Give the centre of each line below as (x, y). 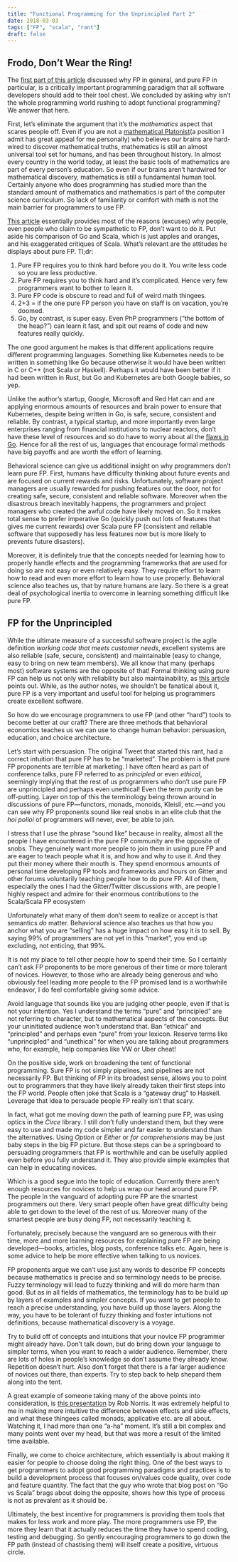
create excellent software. (45, 701)
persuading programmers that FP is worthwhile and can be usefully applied (117, 1152)
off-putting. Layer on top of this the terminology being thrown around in (112, 796)
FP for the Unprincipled (60, 623)
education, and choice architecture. (59, 737)
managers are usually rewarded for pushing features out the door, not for (114, 488)
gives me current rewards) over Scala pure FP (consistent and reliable (109, 526)
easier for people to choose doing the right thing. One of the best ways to (115, 1462)
